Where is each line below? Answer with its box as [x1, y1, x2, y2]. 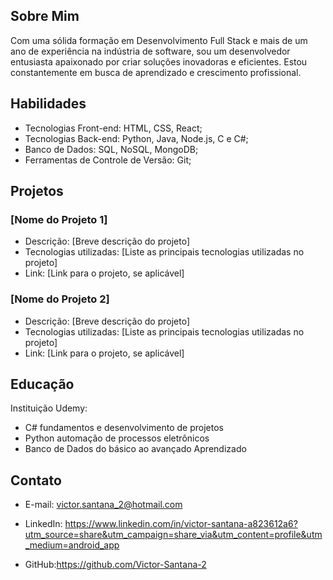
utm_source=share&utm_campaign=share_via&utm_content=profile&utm [24, 529, 323, 541]
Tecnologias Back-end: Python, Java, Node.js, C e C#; [24, 132, 249, 144]
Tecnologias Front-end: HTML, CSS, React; [24, 122, 203, 134]
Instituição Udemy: [10, 402, 88, 414]
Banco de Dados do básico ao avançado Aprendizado [24, 443, 247, 455]
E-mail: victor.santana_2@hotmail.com [24, 499, 183, 511]
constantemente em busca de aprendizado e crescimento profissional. [10, 66, 302, 78]
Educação [10, 376, 75, 393]
